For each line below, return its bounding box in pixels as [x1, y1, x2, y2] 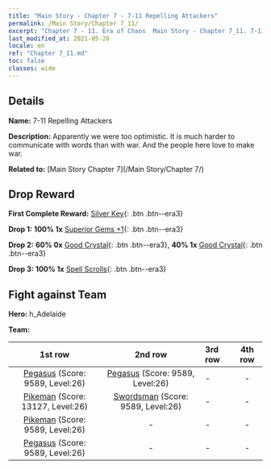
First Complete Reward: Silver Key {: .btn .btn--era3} [8, 209, 184, 219]
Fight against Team [8, 287, 107, 301]
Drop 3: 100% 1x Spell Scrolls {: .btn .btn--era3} [8, 264, 167, 274]
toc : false [8, 57, 45, 65]
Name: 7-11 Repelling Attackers [8, 115, 113, 125]
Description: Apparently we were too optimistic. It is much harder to [8, 131, 236, 141]
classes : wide [8, 65, 56, 73]
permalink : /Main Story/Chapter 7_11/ [8, 19, 139, 27]
